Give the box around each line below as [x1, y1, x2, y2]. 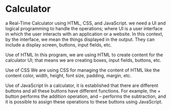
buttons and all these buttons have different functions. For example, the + [5, 87, 161, 94]
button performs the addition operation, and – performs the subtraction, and [5, 93, 166, 99]
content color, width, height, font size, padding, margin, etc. [5, 72, 132, 78]
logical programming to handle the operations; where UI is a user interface [5, 25, 163, 31]
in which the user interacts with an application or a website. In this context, [5, 31, 163, 37]
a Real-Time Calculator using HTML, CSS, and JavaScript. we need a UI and [5, 20, 166, 26]
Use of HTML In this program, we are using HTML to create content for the [5, 52, 163, 58]
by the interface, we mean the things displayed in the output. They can [5, 36, 155, 42]
